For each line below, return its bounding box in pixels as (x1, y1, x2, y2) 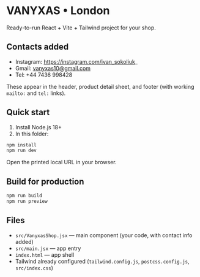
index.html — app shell (15, 251, 75, 258)
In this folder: (15, 130, 49, 137)
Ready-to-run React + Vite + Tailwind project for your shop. (6, 24, 156, 31)
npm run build (6, 192, 43, 199)
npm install (6, 142, 37, 148)
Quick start (6, 107, 50, 118)
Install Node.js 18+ (15, 123, 62, 131)
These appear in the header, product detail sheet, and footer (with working (6, 83, 194, 90)
